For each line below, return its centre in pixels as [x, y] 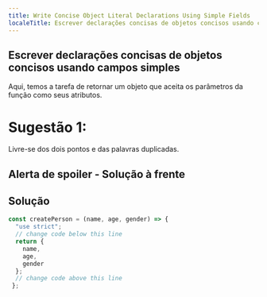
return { [30, 242]
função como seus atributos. [55, 95]
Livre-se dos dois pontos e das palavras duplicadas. [94, 149]
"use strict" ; [39, 227]
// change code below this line [69, 234]
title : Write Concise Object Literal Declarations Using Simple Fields [129, 15]
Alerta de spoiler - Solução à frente [97, 174]
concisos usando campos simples [94, 67]
